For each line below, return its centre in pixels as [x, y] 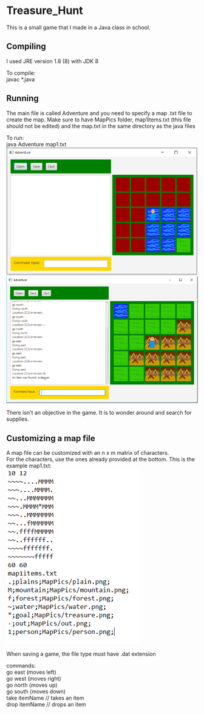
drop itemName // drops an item [46, 704]
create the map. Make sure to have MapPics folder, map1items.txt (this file [99, 120]
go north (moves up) [32, 685]
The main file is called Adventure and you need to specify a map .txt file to [99, 113]
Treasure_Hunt [45, 11]
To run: [15, 138]
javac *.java [21, 79]
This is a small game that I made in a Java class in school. [78, 27]
